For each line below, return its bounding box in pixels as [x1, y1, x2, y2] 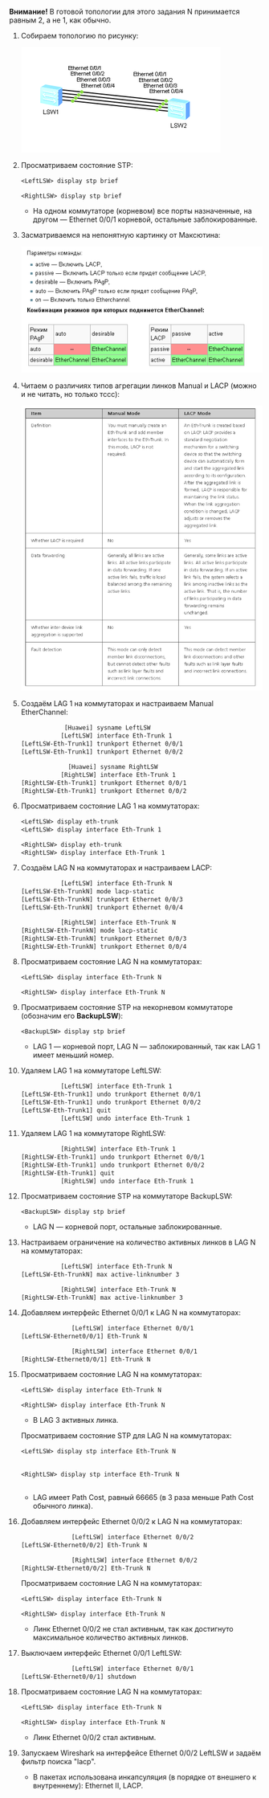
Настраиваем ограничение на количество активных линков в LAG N [20, 1237, 256, 1248]
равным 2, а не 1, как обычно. [9, 15, 112, 25]
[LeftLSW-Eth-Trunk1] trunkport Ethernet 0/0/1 [20, 740, 183, 748]
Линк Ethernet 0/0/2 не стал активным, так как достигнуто [32, 1624, 234, 1634]
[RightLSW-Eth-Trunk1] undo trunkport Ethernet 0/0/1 [20, 1153, 205, 1162]
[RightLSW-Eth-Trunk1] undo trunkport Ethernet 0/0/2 [20, 1161, 205, 1170]
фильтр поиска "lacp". [20, 1757, 96, 1767]
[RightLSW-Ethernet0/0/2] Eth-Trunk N [20, 1564, 151, 1573]
